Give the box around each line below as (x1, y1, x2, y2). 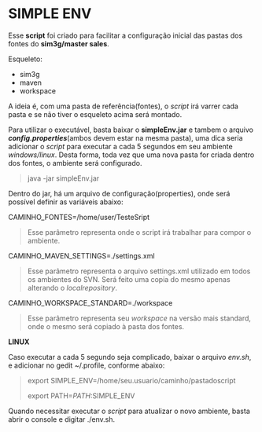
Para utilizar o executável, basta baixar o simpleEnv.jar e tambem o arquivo (8, 125, 254, 134)
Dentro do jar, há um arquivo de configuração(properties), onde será (8, 189, 231, 198)
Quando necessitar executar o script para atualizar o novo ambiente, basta (8, 406, 250, 416)
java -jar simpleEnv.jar (27, 174, 100, 183)
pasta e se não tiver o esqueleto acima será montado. (8, 109, 183, 119)
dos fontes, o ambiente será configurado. (8, 158, 142, 167)
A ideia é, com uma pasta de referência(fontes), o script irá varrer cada (8, 101, 238, 111)
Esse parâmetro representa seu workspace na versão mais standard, (27, 313, 252, 323)
